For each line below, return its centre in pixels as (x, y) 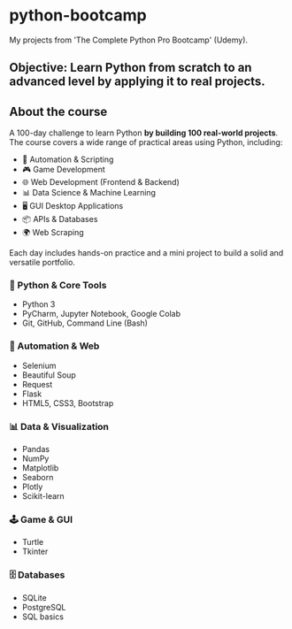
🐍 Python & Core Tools (58, 286)
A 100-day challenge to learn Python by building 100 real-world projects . (144, 133)
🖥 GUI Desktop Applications (73, 206)
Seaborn (38, 478)
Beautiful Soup (49, 375)
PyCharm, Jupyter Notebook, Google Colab (101, 314)
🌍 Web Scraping (53, 233)
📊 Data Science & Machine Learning (89, 193)
